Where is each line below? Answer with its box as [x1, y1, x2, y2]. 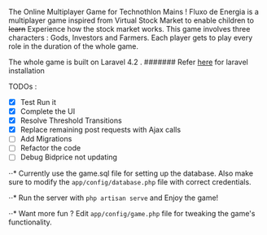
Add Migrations [20, 134, 72, 144]
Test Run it [20, 98, 57, 107]
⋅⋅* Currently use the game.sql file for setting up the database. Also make [8, 168, 254, 178]
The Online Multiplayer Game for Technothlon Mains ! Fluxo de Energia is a [8, 7, 259, 16]
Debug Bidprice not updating [20, 152, 118, 162]
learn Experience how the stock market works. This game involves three [8, 24, 251, 33]
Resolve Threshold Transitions [20, 115, 122, 125]
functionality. [8, 217, 53, 227]
